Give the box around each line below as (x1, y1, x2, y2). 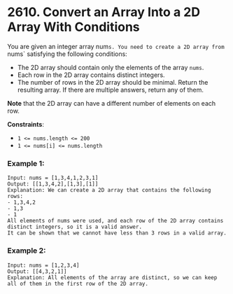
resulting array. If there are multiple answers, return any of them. (17, 85, 204, 94)
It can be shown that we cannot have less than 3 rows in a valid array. (7, 230, 227, 237)
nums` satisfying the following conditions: (7, 50, 127, 58)
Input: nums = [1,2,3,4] (7, 262, 80, 269)
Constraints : (7, 120, 44, 128)
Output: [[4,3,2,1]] (7, 267, 68, 275)
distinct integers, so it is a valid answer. (7, 223, 142, 231)
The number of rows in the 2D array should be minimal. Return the (17, 78, 209, 86)
